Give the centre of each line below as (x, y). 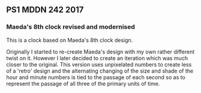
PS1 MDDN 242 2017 (45, 10)
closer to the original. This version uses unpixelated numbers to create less (99, 64)
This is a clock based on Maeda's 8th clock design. (70, 40)
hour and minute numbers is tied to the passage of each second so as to (96, 77)
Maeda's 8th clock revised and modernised (70, 27)
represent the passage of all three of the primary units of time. (83, 83)
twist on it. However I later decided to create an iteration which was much (97, 58)
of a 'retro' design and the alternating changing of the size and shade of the (100, 71)
